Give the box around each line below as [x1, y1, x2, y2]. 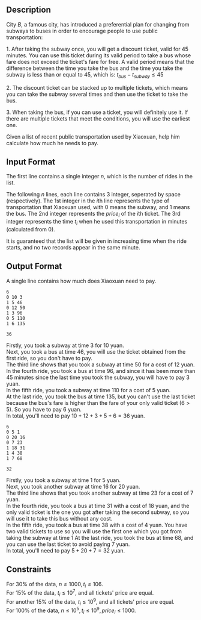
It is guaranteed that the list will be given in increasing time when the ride [6, 237, 187, 245]
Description [6, 5, 51, 15]
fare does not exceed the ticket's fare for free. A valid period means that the [6, 58, 194, 65]
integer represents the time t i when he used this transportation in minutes [6, 218, 188, 227]
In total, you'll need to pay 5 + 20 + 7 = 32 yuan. [6, 546, 125, 554]
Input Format [6, 157, 56, 167]
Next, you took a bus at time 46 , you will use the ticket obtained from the [6, 348, 186, 355]
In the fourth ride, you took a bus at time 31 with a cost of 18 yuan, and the [6, 502, 190, 509]
